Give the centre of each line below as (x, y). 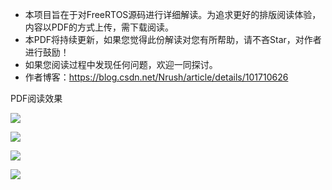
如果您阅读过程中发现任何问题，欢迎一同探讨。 (121, 64)
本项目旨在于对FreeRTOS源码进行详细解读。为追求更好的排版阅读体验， (173, 14)
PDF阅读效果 (36, 98)
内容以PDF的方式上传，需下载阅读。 (99, 27)
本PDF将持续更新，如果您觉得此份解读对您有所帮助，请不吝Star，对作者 (173, 39)
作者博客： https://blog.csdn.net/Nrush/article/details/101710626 (156, 77)
